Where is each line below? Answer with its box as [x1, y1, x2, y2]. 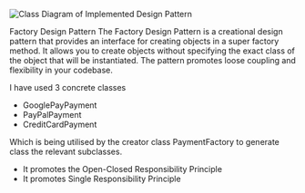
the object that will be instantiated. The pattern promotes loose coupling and [9, 55, 296, 65]
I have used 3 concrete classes [9, 82, 127, 92]
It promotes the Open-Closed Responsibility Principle [22, 164, 223, 174]
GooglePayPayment [22, 100, 97, 111]
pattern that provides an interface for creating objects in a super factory [9, 36, 280, 46]
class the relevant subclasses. [9, 146, 123, 157]
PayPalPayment [22, 110, 82, 120]
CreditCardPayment [22, 119, 97, 130]
